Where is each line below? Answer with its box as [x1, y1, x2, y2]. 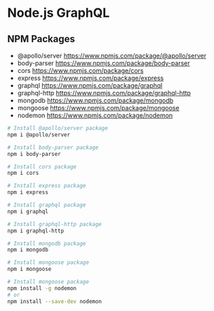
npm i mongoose [7, 265, 52, 273]
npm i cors [7, 170, 39, 177]
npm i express [7, 189, 49, 196]
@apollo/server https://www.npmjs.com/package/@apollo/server [17, 51, 207, 60]
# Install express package [7, 183, 86, 190]
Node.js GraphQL [7, 5, 110, 21]
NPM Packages [7, 33, 75, 45]
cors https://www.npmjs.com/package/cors [17, 67, 144, 74]
